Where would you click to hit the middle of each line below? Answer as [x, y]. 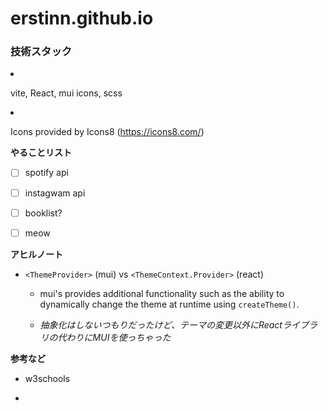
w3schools [47, 378]
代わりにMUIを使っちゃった [114, 337]
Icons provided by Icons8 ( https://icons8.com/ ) [107, 132]
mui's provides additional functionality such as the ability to [162, 293]
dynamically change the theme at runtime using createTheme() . [169, 304]
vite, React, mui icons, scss [66, 93]
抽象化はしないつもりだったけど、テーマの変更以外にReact [161, 324]
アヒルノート [36, 254]
